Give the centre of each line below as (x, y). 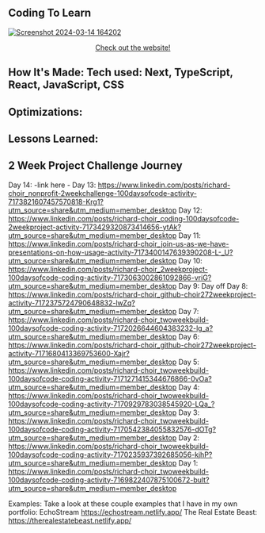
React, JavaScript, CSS (66, 85)
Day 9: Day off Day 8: (213, 286)
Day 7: (189, 311)
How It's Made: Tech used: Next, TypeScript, (121, 73)
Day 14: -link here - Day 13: (52, 185)
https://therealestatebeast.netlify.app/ (70, 520)
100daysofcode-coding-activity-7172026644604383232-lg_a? (111, 328)
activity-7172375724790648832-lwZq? (72, 303)
